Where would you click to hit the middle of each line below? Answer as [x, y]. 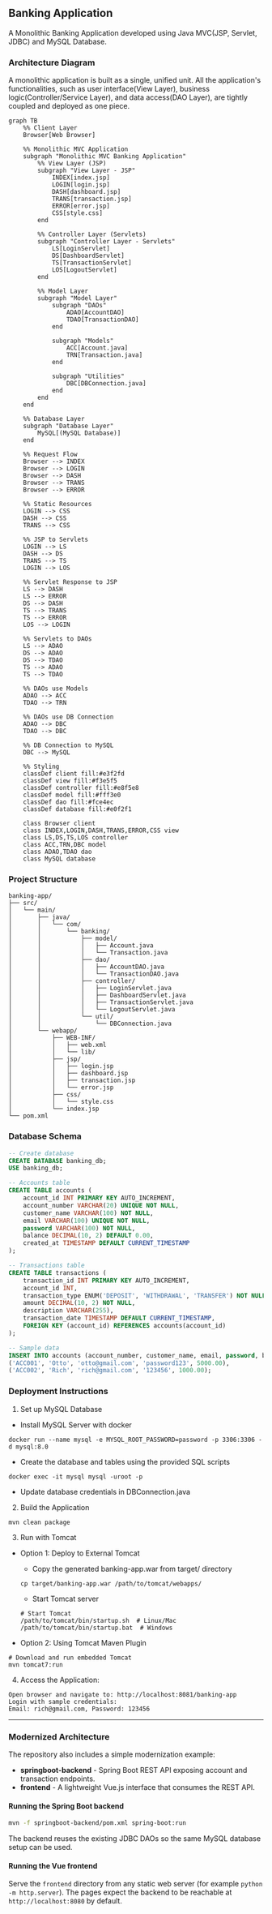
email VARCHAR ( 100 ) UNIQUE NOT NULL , [87, 1221]
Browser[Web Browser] [59, 135]
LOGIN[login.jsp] [81, 185]
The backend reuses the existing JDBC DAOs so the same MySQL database [135, 1839]
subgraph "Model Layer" [77, 298]
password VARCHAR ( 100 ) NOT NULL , [79, 1228]
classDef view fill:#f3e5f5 [70, 781]
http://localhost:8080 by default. [66, 1901]
